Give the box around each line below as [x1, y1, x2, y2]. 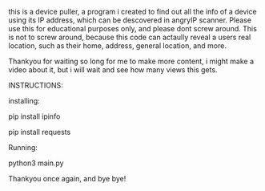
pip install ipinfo [8, 112, 61, 121]
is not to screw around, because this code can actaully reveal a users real [8, 32, 251, 42]
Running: [8, 143, 38, 152]
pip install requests [8, 128, 71, 136]
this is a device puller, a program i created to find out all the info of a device [8, 7, 258, 16]
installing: [8, 96, 40, 105]
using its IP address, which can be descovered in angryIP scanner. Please [8, 15, 252, 25]
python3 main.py [8, 158, 64, 168]
